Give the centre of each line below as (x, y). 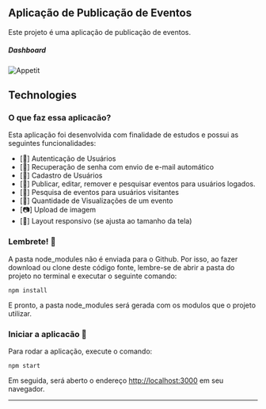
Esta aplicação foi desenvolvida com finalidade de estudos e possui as (123, 135)
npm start (25, 366)
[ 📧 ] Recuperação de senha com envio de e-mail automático (117, 167)
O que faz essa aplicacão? (60, 118)
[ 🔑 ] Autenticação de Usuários (68, 159)
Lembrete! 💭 (32, 242)
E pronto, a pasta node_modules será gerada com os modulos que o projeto (132, 305)
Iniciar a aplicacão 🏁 (47, 334)
